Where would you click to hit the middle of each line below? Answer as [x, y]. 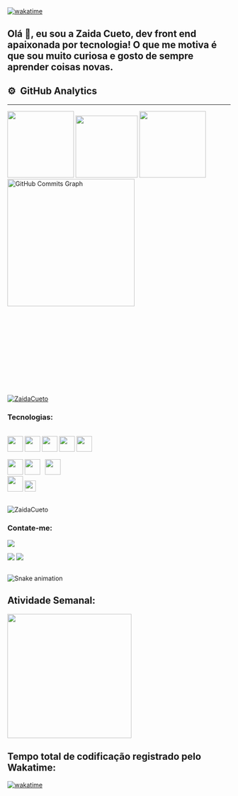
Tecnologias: [30, 417]
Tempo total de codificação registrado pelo [104, 757]
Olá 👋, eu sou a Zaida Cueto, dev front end [102, 34]
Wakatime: [32, 768]
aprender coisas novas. [60, 67]
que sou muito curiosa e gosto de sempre [100, 56]
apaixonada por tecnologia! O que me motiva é [112, 44]
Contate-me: [30, 528]
